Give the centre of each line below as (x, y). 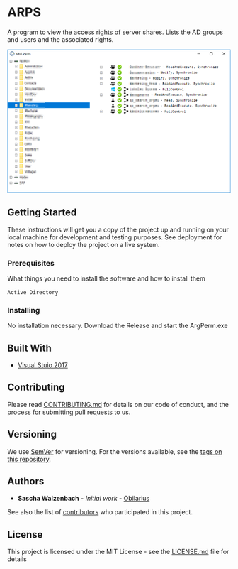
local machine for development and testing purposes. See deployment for (115, 237)
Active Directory (33, 292)
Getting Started (42, 213)
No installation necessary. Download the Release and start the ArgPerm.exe (118, 326)
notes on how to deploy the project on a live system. (84, 244)
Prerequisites (31, 263)
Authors (26, 481)
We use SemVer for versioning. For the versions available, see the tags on (115, 451)
